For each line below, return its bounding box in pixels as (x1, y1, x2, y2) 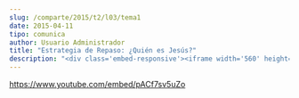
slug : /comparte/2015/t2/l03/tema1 (9, 12, 141, 22)
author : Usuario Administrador (9, 37, 125, 47)
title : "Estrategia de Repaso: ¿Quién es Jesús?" (9, 46, 198, 55)
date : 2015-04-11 (9, 21, 74, 30)
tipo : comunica (9, 29, 66, 38)
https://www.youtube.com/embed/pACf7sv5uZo (9, 79, 186, 89)
